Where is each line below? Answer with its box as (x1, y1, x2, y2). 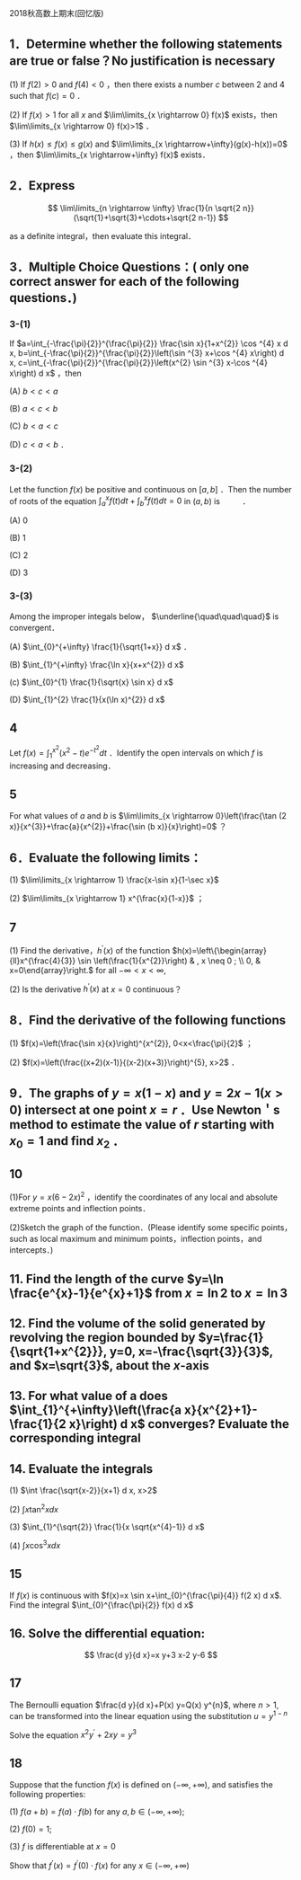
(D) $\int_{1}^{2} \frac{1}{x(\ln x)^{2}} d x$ (9, 695, 165, 705)
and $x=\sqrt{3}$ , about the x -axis (9, 1358, 209, 1373)
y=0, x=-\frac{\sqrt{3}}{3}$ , (109, 1343, 274, 1359)
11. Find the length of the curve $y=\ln (9, 1271, 225, 1287)
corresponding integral (9, 1431, 141, 1446)
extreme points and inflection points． (9, 1203, 151, 1214)
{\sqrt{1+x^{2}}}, (9, 1343, 108, 1359)
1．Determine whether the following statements (9, 37, 283, 52)
